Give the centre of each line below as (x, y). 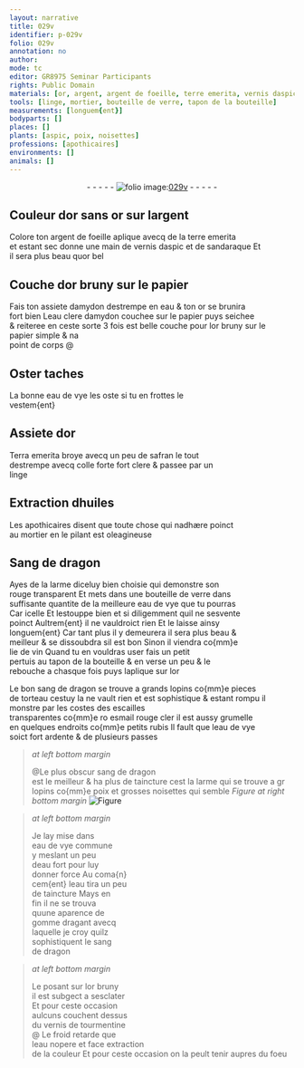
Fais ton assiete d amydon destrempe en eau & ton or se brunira (128, 307)
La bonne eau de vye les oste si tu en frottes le (96, 395)
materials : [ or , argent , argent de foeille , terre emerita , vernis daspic (153, 93)
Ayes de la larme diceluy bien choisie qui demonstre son (114, 584)
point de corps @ (42, 345)
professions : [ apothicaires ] (64, 144)
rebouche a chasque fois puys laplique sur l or (95, 671)
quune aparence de (68, 913)
